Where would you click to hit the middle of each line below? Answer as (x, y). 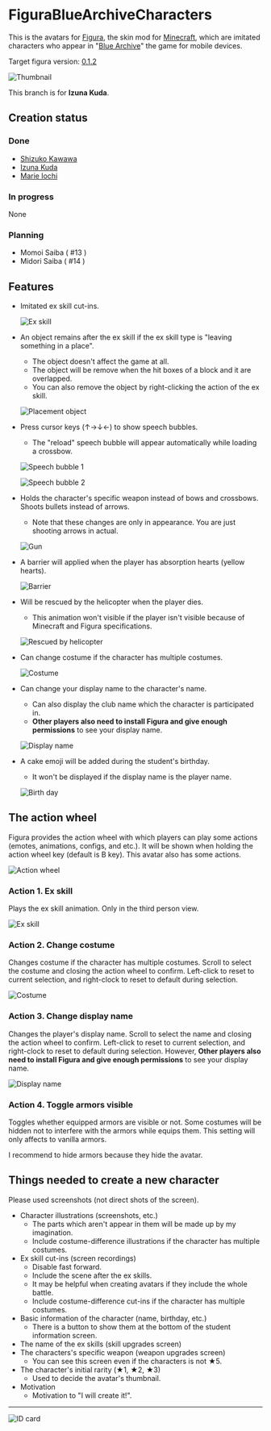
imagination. (52, 1233)
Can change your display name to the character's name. (113, 689)
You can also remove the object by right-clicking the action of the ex (146, 387)
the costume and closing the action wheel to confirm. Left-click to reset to (131, 971)
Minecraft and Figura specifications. (92, 626)
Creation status (48, 118)
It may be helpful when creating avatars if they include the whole (140, 1283)
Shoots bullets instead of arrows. (75, 507)
